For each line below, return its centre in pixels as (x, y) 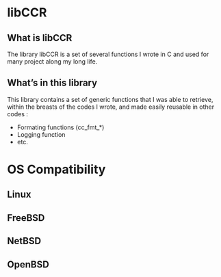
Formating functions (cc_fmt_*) (61, 127)
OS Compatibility (56, 170)
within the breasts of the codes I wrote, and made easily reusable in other (111, 107)
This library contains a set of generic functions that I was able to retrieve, (110, 99)
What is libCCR (40, 38)
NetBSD (24, 241)
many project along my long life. (52, 62)
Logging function (41, 134)
